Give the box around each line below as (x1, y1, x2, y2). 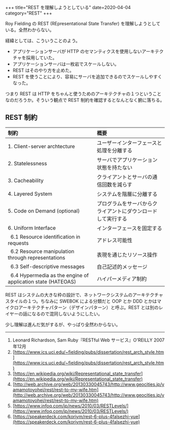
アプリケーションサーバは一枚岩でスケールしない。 (12, 61, 119, 67)
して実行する (97, 215, 127, 222)
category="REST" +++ (5, 10, 52, 16)
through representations (8, 254, 66, 261)
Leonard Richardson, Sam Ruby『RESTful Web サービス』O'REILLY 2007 (12, 337, 165, 343)
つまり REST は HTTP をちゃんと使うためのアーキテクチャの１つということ (5, 91, 162, 97)
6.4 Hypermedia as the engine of (10, 272, 89, 279)
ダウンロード (126, 207, 158, 214)
